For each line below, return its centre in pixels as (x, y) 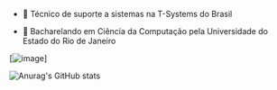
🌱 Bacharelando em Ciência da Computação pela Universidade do (145, 31)
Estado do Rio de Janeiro (69, 41)
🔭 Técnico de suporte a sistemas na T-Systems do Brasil (127, 14)
